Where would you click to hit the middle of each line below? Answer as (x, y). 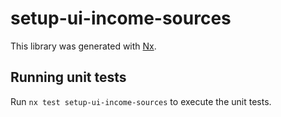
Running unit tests (68, 77)
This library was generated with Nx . (83, 46)
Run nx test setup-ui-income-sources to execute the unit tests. (141, 101)
